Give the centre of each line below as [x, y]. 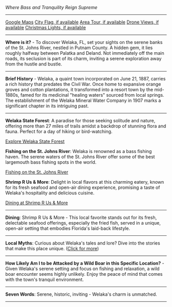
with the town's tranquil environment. [45, 279]
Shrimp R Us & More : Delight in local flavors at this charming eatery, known [85, 182]
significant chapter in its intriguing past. [47, 106]
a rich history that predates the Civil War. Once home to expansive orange [83, 84]
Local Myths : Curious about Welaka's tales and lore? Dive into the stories [83, 243]
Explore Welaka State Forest [35, 141]
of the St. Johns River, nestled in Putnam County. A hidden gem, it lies [79, 48]
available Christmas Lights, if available [46, 27]
